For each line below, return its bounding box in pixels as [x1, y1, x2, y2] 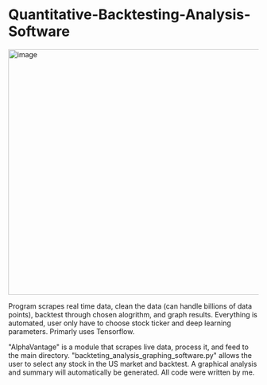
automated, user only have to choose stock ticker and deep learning [8, 318, 232, 328]
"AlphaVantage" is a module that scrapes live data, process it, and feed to [8, 342, 249, 352]
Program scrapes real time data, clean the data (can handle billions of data [8, 301, 253, 311]
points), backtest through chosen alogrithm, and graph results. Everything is [8, 309, 258, 319]
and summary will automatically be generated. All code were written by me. [8, 367, 255, 377]
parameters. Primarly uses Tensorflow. [8, 326, 135, 336]
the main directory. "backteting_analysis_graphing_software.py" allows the [8, 350, 253, 360]
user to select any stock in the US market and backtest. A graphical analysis [8, 359, 257, 368]
